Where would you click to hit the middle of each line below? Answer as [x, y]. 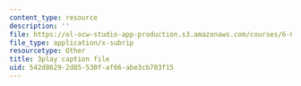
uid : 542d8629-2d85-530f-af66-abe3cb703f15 [92, 68]
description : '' [39, 26]
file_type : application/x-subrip [72, 43]
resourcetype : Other [48, 51]
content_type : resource [54, 17]
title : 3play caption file [60, 59]
